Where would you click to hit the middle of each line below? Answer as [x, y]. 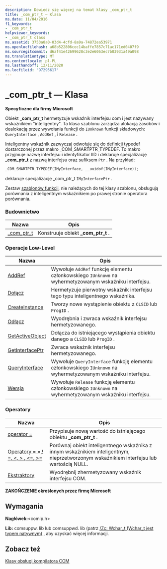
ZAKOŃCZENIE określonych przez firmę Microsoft [58, 491]
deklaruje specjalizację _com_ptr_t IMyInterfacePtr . [59, 178]
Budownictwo [22, 212]
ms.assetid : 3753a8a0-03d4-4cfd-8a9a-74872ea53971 [59, 42]
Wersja [16, 388]
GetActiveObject [27, 336]
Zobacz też [23, 549]
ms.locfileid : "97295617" [32, 70]
